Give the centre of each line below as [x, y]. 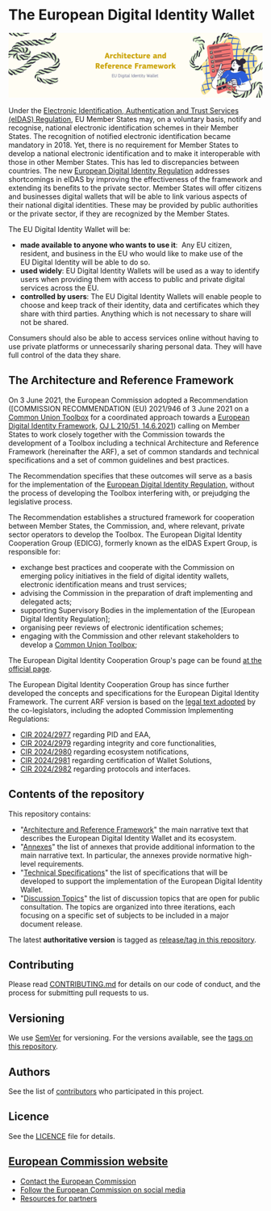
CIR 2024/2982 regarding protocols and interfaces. [105, 769]
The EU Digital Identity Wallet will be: [69, 229]
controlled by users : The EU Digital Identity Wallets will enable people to [141, 296]
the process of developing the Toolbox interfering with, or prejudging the [129, 493]
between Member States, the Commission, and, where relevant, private [127, 525]
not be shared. [44, 322]
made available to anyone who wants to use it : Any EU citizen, [126, 245]
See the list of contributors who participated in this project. [106, 1091]
